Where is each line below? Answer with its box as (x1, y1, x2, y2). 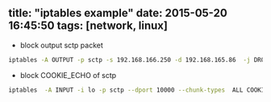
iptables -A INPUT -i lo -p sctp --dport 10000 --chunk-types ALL (8, 86, 244, 94)
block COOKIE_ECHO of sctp (19, 70, 117, 80)
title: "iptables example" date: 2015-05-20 (8, 6, 227, 20)
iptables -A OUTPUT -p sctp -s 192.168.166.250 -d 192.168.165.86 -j (8, 55, 251, 63)
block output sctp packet (19, 40, 103, 50)
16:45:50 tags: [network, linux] (8, 19, 168, 33)
